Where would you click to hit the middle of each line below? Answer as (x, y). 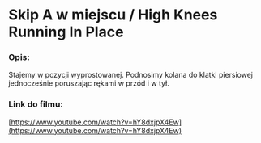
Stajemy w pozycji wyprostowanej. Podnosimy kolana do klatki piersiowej (131, 75)
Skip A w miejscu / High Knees (113, 15)
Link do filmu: (36, 104)
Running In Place (66, 32)
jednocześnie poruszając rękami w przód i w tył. (89, 83)
